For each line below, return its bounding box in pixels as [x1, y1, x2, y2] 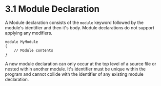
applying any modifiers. [5, 30, 53, 36]
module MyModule [5, 39, 38, 44]
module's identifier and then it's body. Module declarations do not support [5, 24, 155, 30]
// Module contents [14, 48, 54, 53]
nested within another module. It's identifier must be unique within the [5, 66, 146, 72]
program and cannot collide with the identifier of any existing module [5, 71, 144, 77]
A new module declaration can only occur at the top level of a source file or [5, 61, 157, 66]
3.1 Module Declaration [5, 3, 100, 15]
